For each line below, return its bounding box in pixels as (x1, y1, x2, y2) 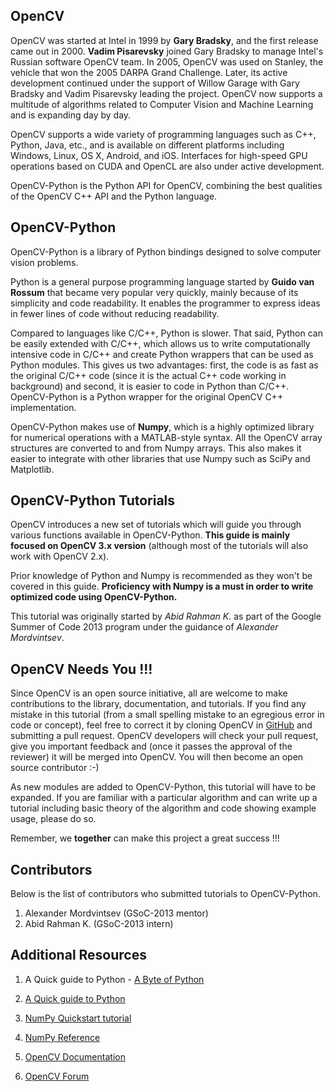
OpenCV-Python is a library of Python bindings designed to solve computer (10, 245, 322, 258)
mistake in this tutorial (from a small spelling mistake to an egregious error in (10, 709, 325, 721)
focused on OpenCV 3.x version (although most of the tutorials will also (10, 540, 309, 552)
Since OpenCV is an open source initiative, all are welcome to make (10, 687, 288, 699)
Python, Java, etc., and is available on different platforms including (10, 139, 285, 151)
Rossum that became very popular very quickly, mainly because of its (10, 286, 299, 298)
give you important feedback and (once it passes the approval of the (10, 740, 293, 753)
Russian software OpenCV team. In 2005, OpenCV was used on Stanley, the (10, 55, 324, 68)
